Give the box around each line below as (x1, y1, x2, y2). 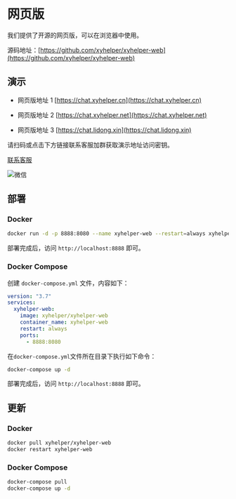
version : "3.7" (7, 293, 52, 300)
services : (7, 299, 37, 306)
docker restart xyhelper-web (7, 446, 93, 453)
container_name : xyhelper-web (20, 319, 109, 326)
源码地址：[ (7, 46, 41, 54)
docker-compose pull (7, 479, 68, 486)
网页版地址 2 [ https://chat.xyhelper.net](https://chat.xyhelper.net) (17, 110, 207, 119)
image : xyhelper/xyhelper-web (20, 312, 109, 319)
